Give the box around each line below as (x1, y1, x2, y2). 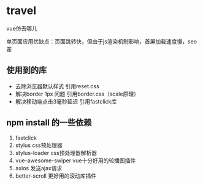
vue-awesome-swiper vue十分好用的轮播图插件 (15, 157, 136, 164)
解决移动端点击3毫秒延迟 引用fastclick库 (15, 97, 117, 105)
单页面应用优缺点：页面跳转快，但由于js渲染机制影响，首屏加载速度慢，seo (6, 37, 197, 45)
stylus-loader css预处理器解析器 (15, 149, 97, 156)
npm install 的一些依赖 (6, 118, 92, 128)
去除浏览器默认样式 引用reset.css (15, 82, 99, 89)
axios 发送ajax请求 (15, 164, 63, 172)
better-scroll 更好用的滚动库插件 (15, 172, 97, 179)
